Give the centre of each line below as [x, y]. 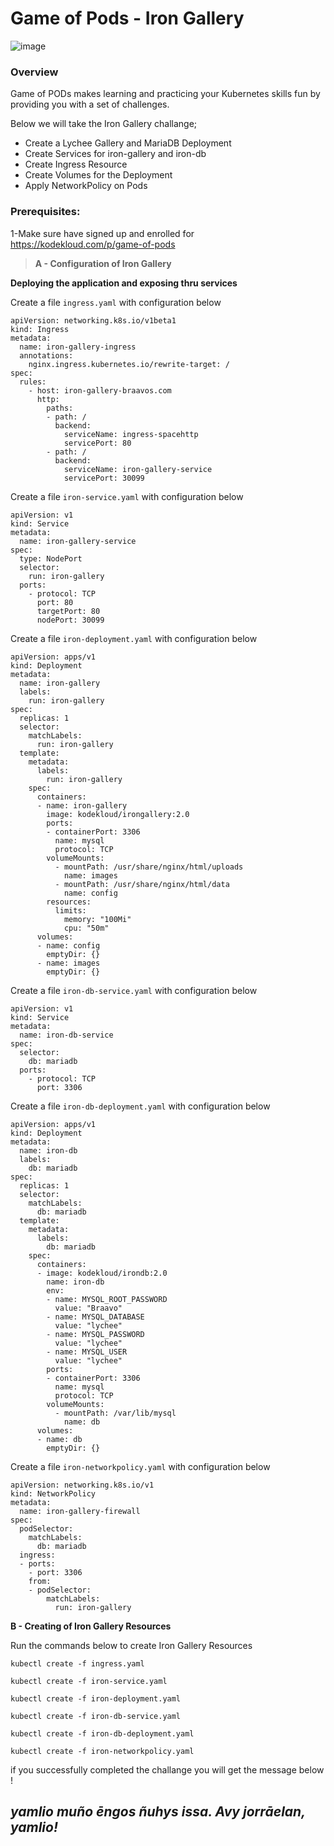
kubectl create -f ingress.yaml [77, 1663]
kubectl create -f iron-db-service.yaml [96, 1716]
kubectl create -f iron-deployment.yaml [96, 1698]
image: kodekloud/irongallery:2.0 [118, 814]
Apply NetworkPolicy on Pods [86, 186]
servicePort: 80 [97, 443]
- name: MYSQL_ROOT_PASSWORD [107, 1299]
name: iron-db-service [66, 1035]
